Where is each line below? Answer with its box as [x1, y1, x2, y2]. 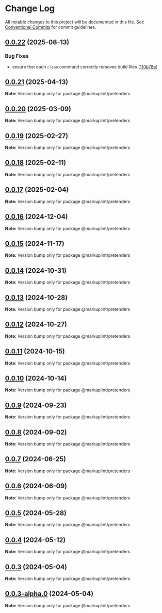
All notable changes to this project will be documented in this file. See [5, 19, 145, 25]
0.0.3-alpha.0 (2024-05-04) [5, 590, 94, 598]
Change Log [5, 3, 55, 14]
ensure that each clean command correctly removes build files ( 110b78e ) [12, 64, 158, 69]
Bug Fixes [5, 53, 29, 60]
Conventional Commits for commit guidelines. [5, 24, 96, 30]
